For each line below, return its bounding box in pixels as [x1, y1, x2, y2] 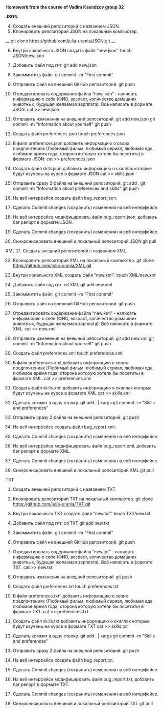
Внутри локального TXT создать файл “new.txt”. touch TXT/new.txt [12, 511, 151, 516]
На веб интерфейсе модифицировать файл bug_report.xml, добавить [12, 443, 156, 449]
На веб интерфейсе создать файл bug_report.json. [12, 195, 117, 201]
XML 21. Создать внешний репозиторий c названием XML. [5, 248, 128, 254]
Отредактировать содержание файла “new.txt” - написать [12, 549, 135, 555]
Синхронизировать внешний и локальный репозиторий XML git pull [12, 467, 154, 473]
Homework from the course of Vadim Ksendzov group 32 [5, 4, 124, 10]
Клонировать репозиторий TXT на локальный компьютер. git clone [12, 496, 153, 502]
